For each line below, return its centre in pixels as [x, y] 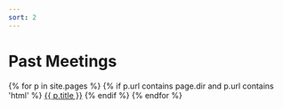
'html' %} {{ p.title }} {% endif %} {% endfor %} [96, 95]
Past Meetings [63, 61]
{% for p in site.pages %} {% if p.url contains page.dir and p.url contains [141, 86]
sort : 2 [23, 17]
